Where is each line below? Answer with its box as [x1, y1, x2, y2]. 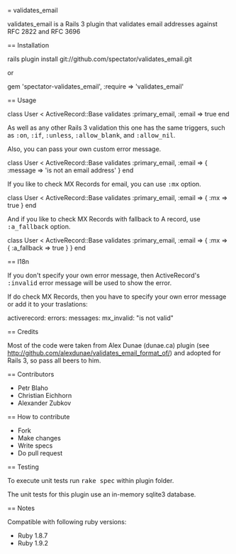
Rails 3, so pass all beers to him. [7, 356, 101, 365]
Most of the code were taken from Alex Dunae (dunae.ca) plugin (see [7, 341, 210, 350]
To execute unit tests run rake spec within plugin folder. [7, 477, 174, 484]
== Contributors [7, 370, 55, 378]
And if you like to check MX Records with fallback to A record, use [7, 215, 201, 223]
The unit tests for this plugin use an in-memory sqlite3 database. [7, 490, 196, 499]
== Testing [7, 462, 39, 471]
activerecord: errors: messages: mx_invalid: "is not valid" [7, 314, 174, 322]
